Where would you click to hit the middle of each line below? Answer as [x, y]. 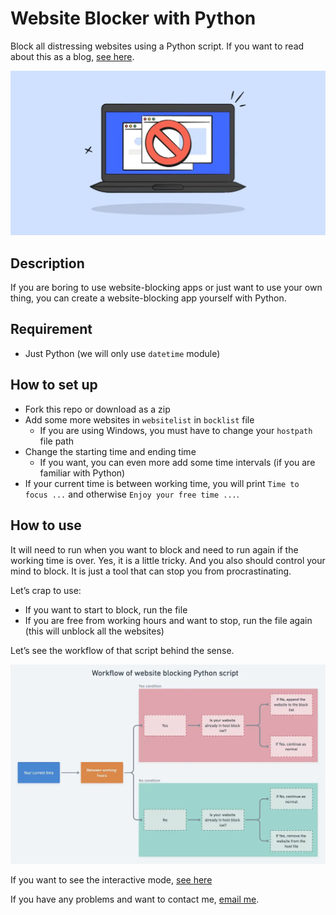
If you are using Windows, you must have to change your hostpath [176, 430]
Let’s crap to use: [46, 590]
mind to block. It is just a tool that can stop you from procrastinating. [151, 571]
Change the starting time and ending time [110, 451]
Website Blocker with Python [133, 18]
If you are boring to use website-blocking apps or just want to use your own [166, 288]
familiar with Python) [82, 473]
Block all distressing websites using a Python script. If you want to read [157, 46]
